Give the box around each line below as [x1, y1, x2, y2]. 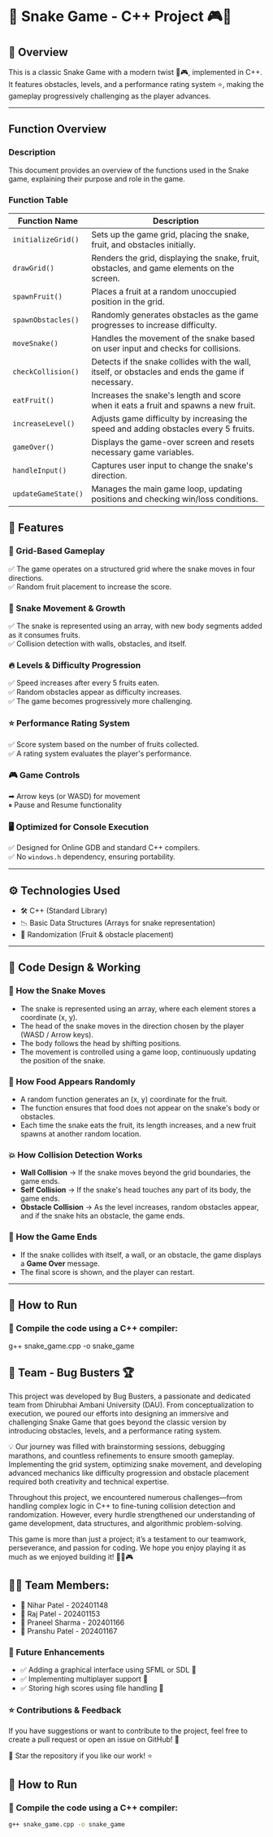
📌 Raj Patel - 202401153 [19, 1608, 101, 1618]
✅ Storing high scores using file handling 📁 [19, 1683, 164, 1693]
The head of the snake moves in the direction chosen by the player [19, 1021, 245, 1031]
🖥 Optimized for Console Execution [8, 821, 149, 832]
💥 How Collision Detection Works [8, 1149, 143, 1160]
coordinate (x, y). [19, 1012, 78, 1022]
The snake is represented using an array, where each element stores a [19, 1003, 257, 1014]
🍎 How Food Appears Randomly [8, 1076, 136, 1087]
